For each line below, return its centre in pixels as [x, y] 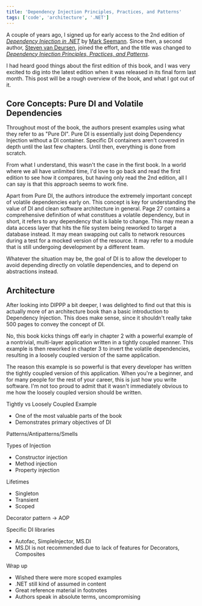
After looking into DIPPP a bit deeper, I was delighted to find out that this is [99, 305]
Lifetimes [18, 482]
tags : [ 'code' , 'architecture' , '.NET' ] [58, 17]
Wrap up [17, 566]
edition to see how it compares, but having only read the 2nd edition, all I [96, 178]
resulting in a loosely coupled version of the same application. [83, 355]
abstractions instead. [32, 271]
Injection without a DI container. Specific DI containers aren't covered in [96, 140]
